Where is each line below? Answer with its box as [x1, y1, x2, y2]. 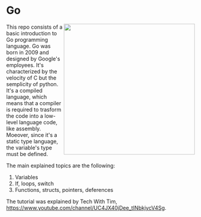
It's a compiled [6, 87, 43, 94]
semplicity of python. [6, 80, 59, 87]
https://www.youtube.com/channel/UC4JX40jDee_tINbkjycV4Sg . [6, 204, 166, 211]
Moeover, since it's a [6, 131, 57, 138]
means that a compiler [6, 99, 62, 106]
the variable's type [6, 144, 53, 151]
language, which [6, 93, 47, 100]
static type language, [6, 137, 59, 145]
